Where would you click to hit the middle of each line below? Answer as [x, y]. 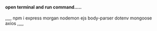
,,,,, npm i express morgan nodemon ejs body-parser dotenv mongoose [79, 18]
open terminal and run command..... [43, 7]
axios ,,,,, [14, 23]
